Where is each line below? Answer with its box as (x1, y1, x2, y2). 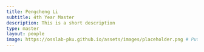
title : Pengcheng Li (6, 8, 59, 15)
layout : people (6, 31, 45, 37)
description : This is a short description (6, 20, 115, 26)
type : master (6, 25, 39, 32)
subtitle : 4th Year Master (6, 14, 75, 20)
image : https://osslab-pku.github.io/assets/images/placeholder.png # (6, 36, 189, 42)
